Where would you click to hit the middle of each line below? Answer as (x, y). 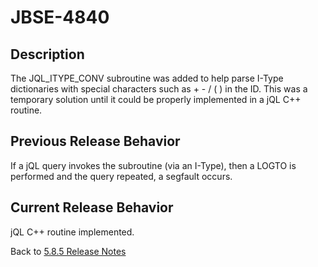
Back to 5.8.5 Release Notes (68, 251)
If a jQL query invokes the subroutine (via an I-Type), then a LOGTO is (153, 165)
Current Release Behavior (92, 207)
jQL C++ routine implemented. (72, 232)
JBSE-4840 (60, 17)
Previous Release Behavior (95, 141)
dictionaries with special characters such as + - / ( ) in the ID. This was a (159, 89)
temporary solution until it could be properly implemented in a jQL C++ (156, 99)
